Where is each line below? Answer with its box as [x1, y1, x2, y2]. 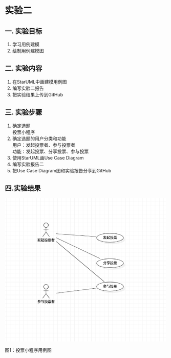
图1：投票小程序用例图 [5, 347, 52, 353]
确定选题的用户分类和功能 [12, 135, 67, 142]
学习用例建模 [12, 42, 39, 47]
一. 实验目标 [5, 27, 42, 35]
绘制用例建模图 [12, 48, 44, 54]
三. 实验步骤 [5, 108, 42, 117]
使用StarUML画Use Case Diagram [12, 154, 84, 161]
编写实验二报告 [12, 85, 44, 91]
